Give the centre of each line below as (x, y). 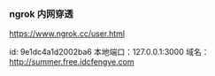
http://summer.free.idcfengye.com (72, 62)
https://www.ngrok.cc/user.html (67, 34)
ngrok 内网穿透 (41, 13)
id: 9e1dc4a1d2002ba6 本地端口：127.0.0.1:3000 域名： (109, 52)
